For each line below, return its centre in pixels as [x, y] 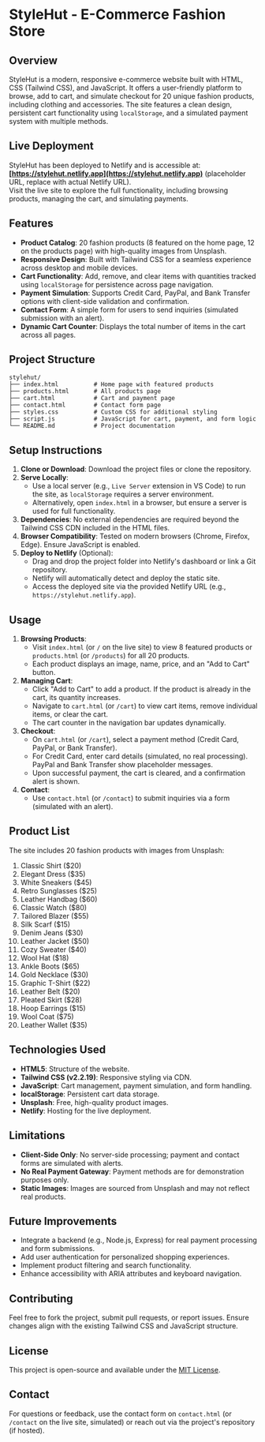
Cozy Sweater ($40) [53, 949]
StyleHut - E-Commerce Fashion [118, 15]
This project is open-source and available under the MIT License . [115, 1369]
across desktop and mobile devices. [79, 268]
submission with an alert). [62, 318]
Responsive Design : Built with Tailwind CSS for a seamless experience [136, 259]
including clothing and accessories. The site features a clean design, [121, 105]
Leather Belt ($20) [50, 991]
